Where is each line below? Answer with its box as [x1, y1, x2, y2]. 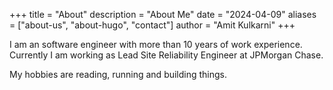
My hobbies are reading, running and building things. [9, 69, 228, 80]
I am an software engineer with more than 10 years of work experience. [9, 39, 303, 50]
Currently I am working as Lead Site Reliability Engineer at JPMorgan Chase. [9, 49, 324, 61]
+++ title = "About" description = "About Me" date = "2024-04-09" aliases [9, 9, 317, 20]
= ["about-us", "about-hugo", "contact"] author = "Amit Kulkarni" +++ [9, 19, 296, 31]
